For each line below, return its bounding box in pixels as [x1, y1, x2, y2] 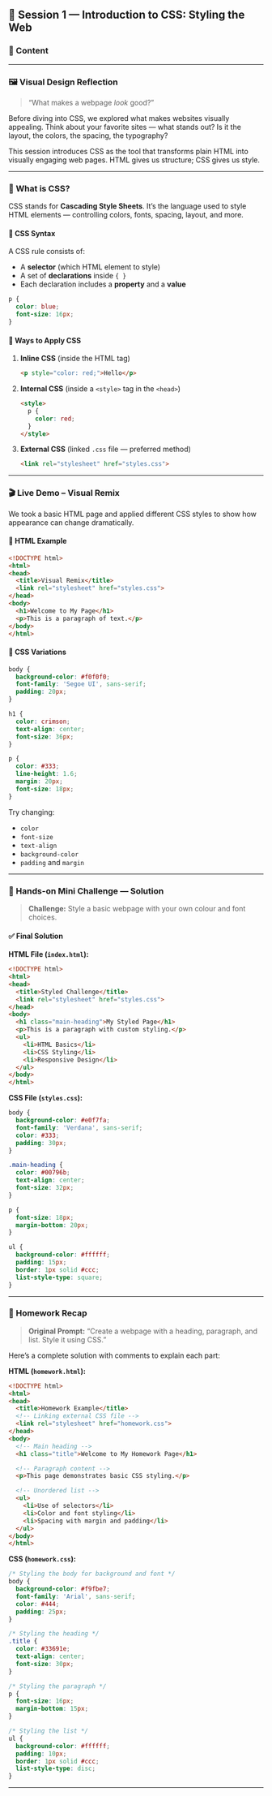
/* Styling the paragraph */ [8, 1682, 107, 1690]
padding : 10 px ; [15, 1750, 67, 1758]
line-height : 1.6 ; [15, 770, 79, 778]
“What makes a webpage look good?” [28, 97, 155, 107]
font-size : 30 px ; [15, 1660, 74, 1668]
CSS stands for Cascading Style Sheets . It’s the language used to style [8, 201, 247, 211]
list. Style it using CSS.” [28, 1334, 107, 1344]
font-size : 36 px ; [15, 732, 74, 741]
